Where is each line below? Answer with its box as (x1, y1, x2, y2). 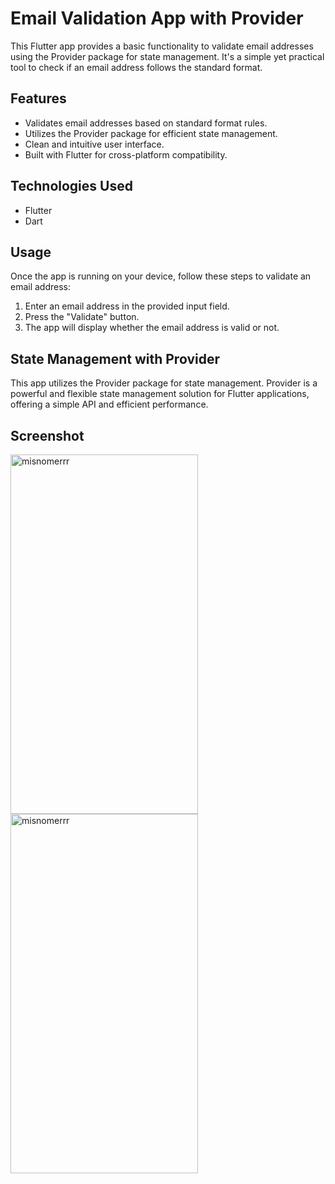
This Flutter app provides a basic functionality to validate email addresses (10, 40, 314, 52)
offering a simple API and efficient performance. (10, 398, 209, 411)
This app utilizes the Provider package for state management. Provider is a (10, 377, 318, 389)
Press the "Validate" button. (24, 311, 140, 323)
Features (10, 90, 67, 107)
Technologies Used (10, 178, 133, 195)
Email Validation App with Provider (10, 7, 304, 30)
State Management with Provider (10, 350, 220, 367)
